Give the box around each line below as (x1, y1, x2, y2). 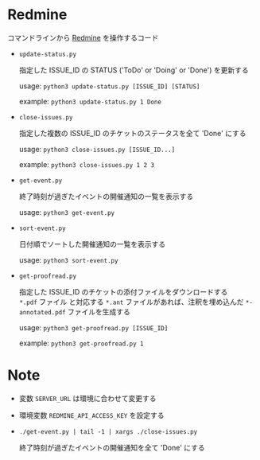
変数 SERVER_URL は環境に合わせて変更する (18, 393, 157, 403)
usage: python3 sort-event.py (18, 255, 118, 264)
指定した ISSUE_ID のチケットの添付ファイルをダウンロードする (18, 287, 228, 296)
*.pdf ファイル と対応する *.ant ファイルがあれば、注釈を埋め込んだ (18, 297, 244, 306)
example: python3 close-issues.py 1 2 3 (18, 159, 155, 169)
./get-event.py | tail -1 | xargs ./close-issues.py (18, 427, 198, 435)
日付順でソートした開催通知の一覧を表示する (18, 239, 166, 248)
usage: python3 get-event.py (18, 207, 115, 216)
